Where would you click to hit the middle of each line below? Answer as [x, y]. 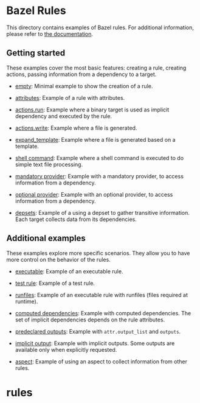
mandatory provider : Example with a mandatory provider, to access [99, 176]
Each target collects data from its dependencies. [76, 219]
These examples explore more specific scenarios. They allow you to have [98, 253]
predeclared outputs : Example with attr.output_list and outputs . [98, 331]
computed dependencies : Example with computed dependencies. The [103, 313]
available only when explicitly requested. [66, 349]
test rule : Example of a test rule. [55, 283]
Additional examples [46, 238]
